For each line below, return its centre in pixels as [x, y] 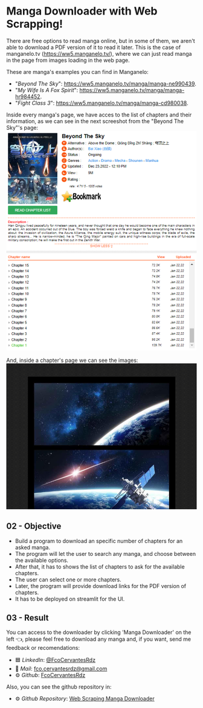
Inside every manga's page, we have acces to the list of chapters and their [99, 115]
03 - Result [28, 617]
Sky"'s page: [22, 127]
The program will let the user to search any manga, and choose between [105, 553]
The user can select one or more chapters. [68, 579]
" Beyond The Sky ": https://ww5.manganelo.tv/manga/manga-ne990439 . [105, 84]
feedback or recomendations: [43, 648]
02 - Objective [34, 526]
